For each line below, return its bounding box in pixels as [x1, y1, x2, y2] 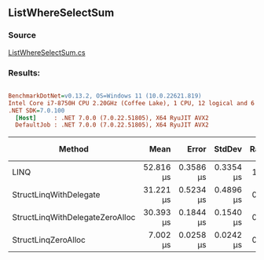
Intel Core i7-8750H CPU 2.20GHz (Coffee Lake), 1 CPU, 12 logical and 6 [8, 99, 255, 107]
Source [8, 30, 37, 41]
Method [58, 144, 89, 155]
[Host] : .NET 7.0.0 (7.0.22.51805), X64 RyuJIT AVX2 [15, 114, 210, 122]
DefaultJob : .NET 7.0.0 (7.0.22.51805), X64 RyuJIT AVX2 [15, 121, 210, 129]
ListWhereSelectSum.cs [8, 47, 86, 57]
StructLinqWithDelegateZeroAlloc [12, 212, 136, 223]
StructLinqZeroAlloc [12, 235, 86, 246]
